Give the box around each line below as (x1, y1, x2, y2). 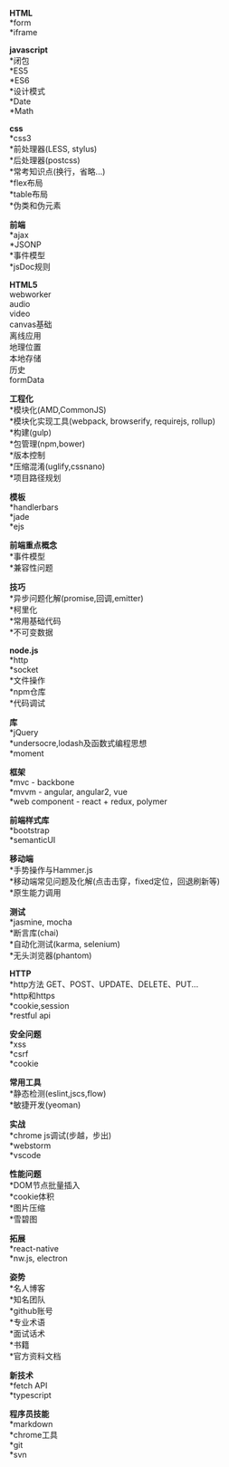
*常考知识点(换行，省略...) (9, 167, 106, 177)
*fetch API (9, 1380, 48, 1391)
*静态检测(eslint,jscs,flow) (9, 1088, 107, 1098)
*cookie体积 (9, 1191, 55, 1202)
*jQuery (9, 727, 39, 737)
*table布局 (9, 189, 48, 199)
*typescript (9, 1390, 52, 1400)
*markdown (9, 1419, 53, 1429)
